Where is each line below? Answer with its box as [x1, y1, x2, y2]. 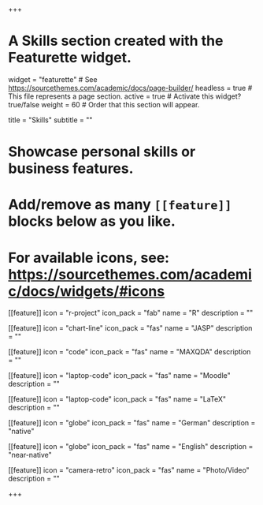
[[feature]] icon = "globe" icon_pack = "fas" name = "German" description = [8, 418, 256, 428]
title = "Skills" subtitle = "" [8, 115, 93, 125]
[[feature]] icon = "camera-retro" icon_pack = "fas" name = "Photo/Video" [8, 466, 250, 475]
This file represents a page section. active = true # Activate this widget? [8, 92, 242, 101]
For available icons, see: [8, 249, 170, 267]
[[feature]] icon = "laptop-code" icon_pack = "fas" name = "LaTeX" [8, 395, 227, 404]
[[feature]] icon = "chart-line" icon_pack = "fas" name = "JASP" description [8, 324, 253, 333]
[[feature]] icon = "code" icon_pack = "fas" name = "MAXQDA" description [8, 347, 251, 357]
